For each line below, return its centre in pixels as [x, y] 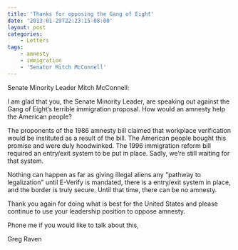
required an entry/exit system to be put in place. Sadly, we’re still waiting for [119, 153]
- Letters [35, 41]
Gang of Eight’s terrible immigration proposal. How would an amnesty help [117, 109]
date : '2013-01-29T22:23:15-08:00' [60, 21]
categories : [25, 34]
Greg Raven [25, 239]
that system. [26, 161]
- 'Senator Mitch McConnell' [63, 67]
